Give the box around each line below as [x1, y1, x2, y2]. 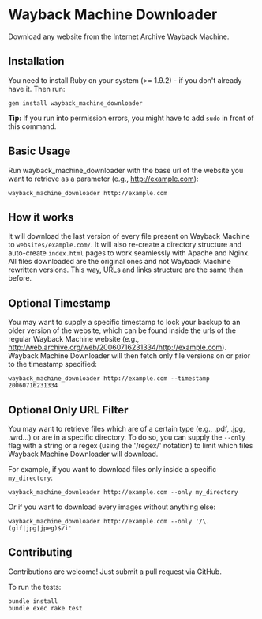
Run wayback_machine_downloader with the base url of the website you [8, 165, 244, 175]
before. [8, 274, 32, 283]
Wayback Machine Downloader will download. [8, 449, 159, 459]
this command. [8, 121, 57, 131]
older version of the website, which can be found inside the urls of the [8, 326, 237, 335]
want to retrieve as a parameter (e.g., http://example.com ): [8, 174, 199, 183]
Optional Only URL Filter [8, 403, 129, 417]
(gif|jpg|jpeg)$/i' [8, 524, 73, 532]
